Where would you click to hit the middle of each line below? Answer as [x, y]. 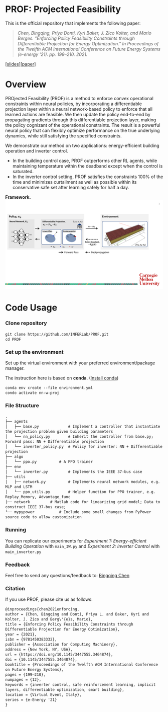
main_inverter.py [23, 552]
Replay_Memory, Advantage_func [38, 497]
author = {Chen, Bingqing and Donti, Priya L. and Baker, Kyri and [77, 614]
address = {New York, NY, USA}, [39, 650]
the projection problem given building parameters [59, 432]
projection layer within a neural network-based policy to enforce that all [79, 109]
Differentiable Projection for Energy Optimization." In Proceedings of [88, 43]
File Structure [22, 406]
